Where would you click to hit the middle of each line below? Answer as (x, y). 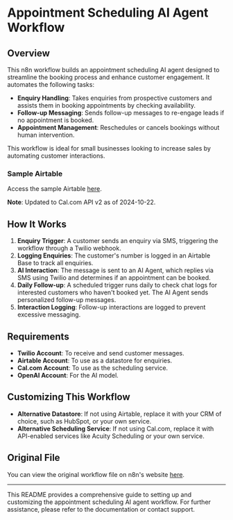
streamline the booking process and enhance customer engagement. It (109, 77)
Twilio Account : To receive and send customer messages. (101, 353)
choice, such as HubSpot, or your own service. (84, 421)
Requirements (38, 336)
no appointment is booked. (55, 120)
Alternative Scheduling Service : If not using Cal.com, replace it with (115, 428)
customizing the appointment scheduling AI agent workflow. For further (109, 502)
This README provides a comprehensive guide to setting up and (100, 494)
